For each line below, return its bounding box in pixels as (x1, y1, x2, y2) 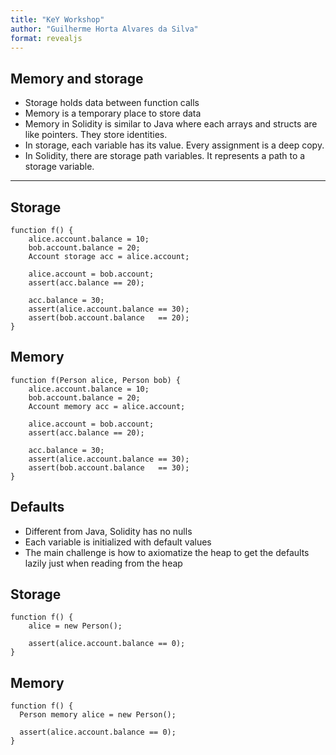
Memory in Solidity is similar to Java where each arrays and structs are (24, 118, 318, 130)
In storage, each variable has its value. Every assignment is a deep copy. (24, 139, 325, 151)
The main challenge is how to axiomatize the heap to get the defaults (24, 546, 310, 558)
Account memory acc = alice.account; (28, 401, 186, 411)
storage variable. (24, 161, 95, 173)
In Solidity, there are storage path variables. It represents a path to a (24, 150, 306, 162)
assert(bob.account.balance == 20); (28, 313, 190, 323)
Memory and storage (10, 70, 144, 87)
